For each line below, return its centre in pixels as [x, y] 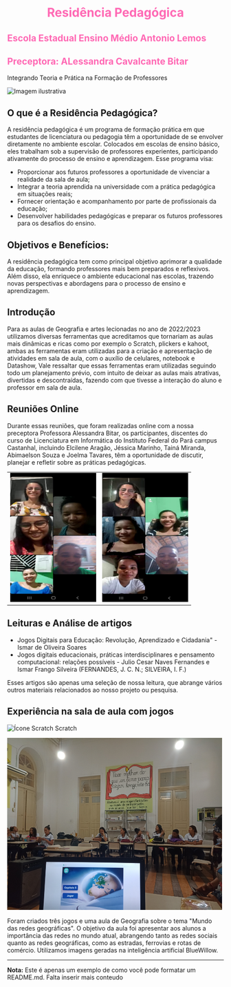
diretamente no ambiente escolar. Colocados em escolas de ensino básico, [113, 144]
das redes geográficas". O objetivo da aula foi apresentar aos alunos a [107, 928]
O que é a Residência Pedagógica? [82, 113]
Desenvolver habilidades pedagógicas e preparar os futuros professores [120, 216]
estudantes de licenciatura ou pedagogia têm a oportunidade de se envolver [115, 137]
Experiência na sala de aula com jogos [90, 711]
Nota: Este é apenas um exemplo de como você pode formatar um [101, 970]
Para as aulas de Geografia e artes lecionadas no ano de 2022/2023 [104, 329]
